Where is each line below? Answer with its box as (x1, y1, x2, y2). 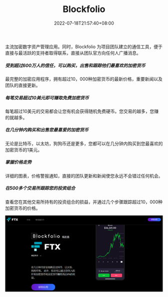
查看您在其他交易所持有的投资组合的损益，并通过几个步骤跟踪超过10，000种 (5, 199, 163, 205)
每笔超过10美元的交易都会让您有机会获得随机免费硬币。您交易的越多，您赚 (5, 108, 159, 114)
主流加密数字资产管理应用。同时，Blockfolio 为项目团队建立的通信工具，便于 (5, 44, 162, 50)
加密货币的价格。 (5, 205, 40, 211)
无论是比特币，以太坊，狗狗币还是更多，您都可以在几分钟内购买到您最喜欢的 (5, 140, 163, 146)
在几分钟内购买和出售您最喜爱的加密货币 (5, 127, 88, 133)
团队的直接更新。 (5, 82, 40, 88)
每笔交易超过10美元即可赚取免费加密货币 (5, 94, 89, 101)
